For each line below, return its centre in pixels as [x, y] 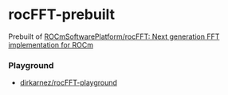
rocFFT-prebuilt [62, 15]
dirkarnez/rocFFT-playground [69, 83]
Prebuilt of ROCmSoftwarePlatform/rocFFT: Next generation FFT [114, 36]
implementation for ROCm [51, 44]
